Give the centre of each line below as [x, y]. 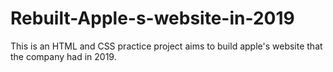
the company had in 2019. [63, 56]
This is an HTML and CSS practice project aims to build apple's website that [166, 46]
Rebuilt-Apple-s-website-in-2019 [152, 18]
